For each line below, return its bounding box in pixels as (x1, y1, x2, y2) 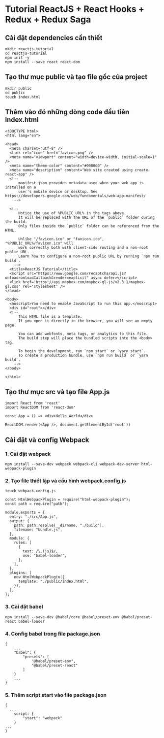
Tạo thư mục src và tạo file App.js (5, 388, 110, 396)
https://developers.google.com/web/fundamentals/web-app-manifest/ (5, 193, 146, 198)
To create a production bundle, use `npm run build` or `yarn (18, 353, 148, 358)
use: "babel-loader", (23, 553, 67, 558)
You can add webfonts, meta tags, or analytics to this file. (18, 331, 148, 336)
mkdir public (5, 86, 32, 91)
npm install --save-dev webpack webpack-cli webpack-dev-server (5, 462, 139, 467)
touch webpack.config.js (5, 489, 56, 494)
